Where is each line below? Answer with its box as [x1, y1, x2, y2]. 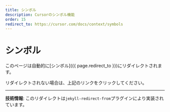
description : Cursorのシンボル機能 [5, 12, 75, 17]
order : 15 [5, 17, 26, 22]
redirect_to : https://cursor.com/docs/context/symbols [5, 21, 123, 27]
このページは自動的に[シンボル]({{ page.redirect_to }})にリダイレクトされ [5, 63, 158, 69]
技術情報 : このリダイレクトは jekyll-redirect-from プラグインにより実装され [5, 95, 164, 101]
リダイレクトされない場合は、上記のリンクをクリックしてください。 [5, 80, 147, 86]
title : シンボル [5, 7, 36, 13]
